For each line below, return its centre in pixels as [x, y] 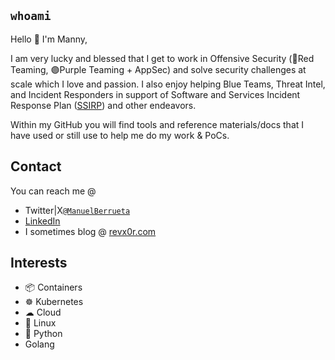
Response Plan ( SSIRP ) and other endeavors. [103, 105]
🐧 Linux [40, 323]
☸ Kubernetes [54, 302]
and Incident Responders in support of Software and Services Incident [155, 94]
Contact [36, 166]
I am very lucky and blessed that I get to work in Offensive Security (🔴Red [162, 58]
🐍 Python [43, 334]
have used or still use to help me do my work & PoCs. [120, 135]
